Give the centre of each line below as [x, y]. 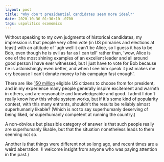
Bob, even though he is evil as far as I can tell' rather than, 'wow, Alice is [78, 53]
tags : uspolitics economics [34, 23]
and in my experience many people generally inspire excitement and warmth [82, 88]
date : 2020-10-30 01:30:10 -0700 [39, 19]
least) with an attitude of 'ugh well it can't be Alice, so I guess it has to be [79, 48]
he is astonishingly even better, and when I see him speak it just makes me [80, 69]
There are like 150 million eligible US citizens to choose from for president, [80, 83]
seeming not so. [21, 135]
